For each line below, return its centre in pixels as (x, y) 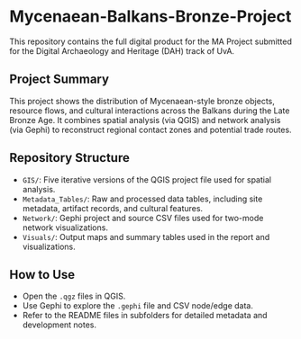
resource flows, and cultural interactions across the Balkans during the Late (150, 111)
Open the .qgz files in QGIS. (74, 296)
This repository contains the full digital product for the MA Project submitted (151, 41)
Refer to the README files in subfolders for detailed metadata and (145, 316)
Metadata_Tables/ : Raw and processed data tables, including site (142, 199)
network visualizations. (65, 227)
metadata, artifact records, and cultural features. (113, 208)
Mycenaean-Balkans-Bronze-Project (150, 17)
